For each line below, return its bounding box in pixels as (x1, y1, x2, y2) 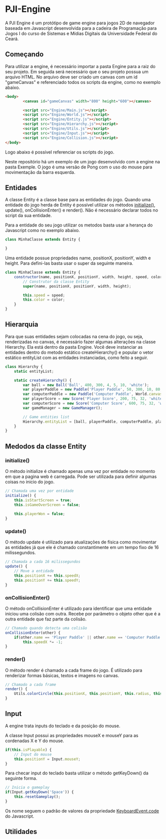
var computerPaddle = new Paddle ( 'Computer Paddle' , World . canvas (23, 391, 163, 397)
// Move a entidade (14, 569, 54, 574)
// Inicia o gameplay (5, 785, 50, 790)
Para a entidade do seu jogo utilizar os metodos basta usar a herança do (5, 222, 153, 228)
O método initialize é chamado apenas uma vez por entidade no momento (5, 468, 156, 474)
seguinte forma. (5, 775, 38, 781)
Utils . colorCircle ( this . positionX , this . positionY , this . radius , (14, 691, 152, 696)
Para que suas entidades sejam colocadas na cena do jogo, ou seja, (5, 333, 143, 339)
